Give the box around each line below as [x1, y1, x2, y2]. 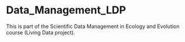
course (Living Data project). [6, 29, 75, 36]
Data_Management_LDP [6, 3, 126, 17]
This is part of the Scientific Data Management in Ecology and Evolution [6, 23, 180, 30]
